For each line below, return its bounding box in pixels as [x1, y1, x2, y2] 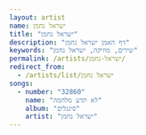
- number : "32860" [17, 87, 86, 96]
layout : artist [9, 12, 66, 22]
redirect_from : [9, 63, 66, 72]
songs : [9, 79, 34, 88]
